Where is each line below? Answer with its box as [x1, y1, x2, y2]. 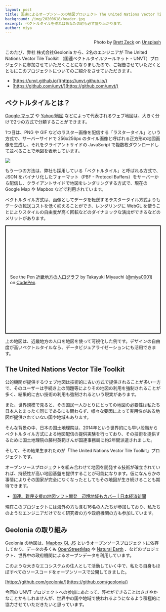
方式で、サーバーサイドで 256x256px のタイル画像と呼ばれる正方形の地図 [5, 135, 156, 141]
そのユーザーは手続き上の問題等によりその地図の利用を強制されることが [13, 385, 161, 391]
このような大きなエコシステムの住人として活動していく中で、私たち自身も [5, 563, 157, 568]
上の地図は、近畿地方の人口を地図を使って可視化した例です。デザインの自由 [5, 338, 161, 344]
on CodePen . [10, 280, 37, 286]
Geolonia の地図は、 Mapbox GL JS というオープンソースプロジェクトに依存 [5, 540, 159, 546]
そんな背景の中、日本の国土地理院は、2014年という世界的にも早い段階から [5, 425, 158, 431]
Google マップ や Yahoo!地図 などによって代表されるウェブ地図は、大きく [5, 112, 156, 119]
